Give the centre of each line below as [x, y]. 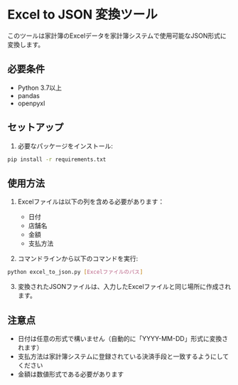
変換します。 [26, 44]
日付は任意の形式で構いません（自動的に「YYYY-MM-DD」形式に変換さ [123, 338]
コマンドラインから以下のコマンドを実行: [78, 259]
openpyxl [31, 103]
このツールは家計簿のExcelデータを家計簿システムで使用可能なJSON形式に [117, 36]
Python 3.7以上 [40, 88]
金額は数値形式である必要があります [71, 374]
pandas [29, 95]
